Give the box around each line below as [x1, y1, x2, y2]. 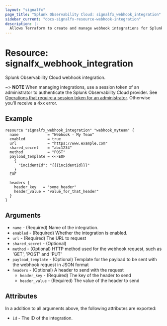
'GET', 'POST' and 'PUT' [12, 251, 62, 257]
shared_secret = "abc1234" [9, 145, 72, 150]
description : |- [5, 21, 39, 26]
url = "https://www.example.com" [9, 141, 108, 146]
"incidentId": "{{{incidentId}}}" [18, 163, 90, 168]
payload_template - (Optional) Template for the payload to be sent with [12, 256, 158, 262]
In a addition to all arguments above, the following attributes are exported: [5, 305, 157, 311]
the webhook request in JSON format [12, 262, 89, 268]
